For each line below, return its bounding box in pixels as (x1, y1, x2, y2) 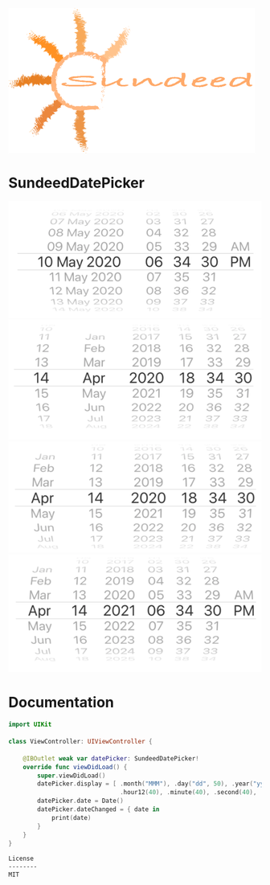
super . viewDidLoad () (37, 772, 106, 780)
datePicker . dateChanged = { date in (37, 805, 160, 813)
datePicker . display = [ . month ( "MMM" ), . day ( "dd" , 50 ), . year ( (37, 780, 254, 788)
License (8, 854, 35, 863)
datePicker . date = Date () (37, 797, 125, 805)
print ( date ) (51, 813, 92, 821)
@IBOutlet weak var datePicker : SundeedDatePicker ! (22, 754, 199, 763)
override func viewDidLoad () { (22, 763, 128, 771)
